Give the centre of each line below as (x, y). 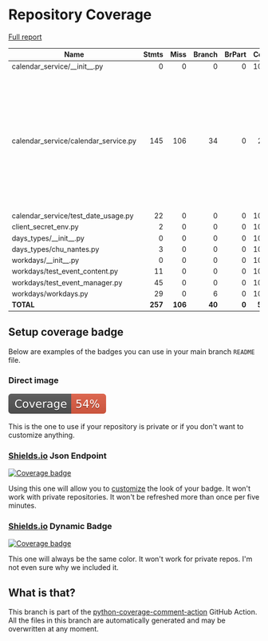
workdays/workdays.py (50, 293)
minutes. (23, 506)
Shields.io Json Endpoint (58, 456)
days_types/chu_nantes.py (55, 249)
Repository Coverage (80, 15)
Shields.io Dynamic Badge (60, 527)
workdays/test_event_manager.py (67, 282)
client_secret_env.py (45, 227)
